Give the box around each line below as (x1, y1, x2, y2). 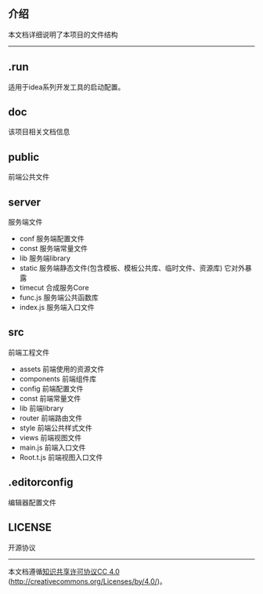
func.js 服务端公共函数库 (19, 293, 99, 302)
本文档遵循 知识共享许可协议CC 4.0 (8, 567, 120, 576)
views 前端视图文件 (19, 432, 82, 442)
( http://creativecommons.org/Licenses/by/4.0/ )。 (8, 576, 167, 586)
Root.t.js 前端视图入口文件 (19, 452, 103, 461)
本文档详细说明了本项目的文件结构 (8, 30, 118, 39)
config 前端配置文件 (19, 384, 84, 393)
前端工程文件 (8, 348, 49, 357)
